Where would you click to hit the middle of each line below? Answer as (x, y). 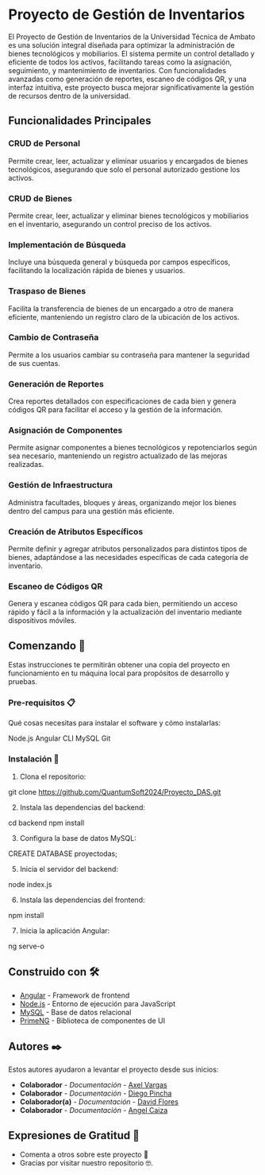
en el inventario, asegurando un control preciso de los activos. (110, 224)
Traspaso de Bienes (47, 291)
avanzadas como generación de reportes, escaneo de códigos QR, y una (128, 79)
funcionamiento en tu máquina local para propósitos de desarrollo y (119, 673)
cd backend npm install (46, 823)
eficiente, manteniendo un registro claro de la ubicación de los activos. (124, 317)
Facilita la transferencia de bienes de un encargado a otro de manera (121, 309)
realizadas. (26, 465)
